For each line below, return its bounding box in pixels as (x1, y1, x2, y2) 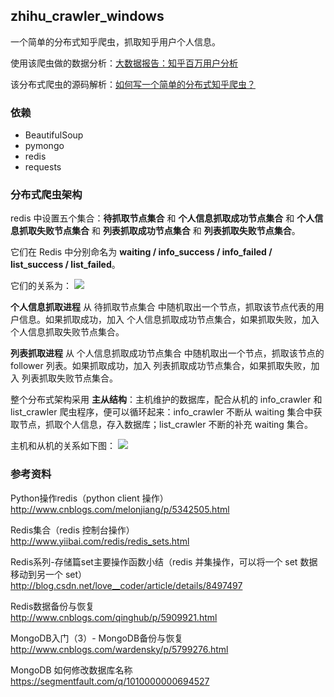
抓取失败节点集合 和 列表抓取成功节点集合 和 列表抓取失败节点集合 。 (18, 225, 301, 237)
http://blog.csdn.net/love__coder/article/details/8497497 (10, 579, 243, 591)
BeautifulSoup (24, 129, 84, 141)
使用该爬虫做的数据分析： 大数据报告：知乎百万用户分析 (10, 57, 238, 69)
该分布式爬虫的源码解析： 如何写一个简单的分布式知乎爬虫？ (10, 78, 256, 90)
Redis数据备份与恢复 (10, 600, 95, 612)
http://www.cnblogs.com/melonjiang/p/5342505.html (10, 503, 230, 515)
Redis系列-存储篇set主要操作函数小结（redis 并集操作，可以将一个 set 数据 (10, 555, 318, 568)
